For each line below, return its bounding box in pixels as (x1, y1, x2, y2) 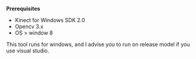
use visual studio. (6, 47, 50, 54)
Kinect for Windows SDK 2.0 (14, 17, 85, 23)
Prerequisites (6, 5, 41, 12)
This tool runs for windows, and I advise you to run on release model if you (6, 41, 190, 48)
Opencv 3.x (14, 23, 44, 30)
